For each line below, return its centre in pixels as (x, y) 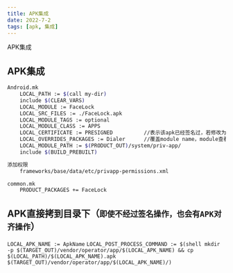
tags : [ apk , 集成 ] (33, 26)
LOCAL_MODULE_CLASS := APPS (60, 126)
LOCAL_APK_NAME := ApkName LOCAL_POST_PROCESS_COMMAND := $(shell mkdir (114, 245)
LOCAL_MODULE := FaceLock (57, 107)
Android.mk (23, 88)
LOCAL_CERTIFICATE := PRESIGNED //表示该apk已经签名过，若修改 (121, 133)
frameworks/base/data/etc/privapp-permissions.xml (94, 171)
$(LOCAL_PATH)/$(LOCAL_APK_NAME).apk (62, 257)
